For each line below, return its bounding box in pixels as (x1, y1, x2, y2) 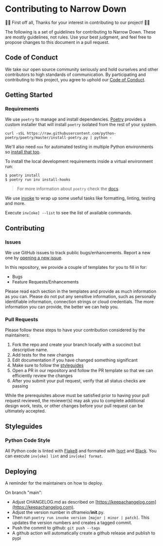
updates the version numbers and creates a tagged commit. (12, 520, 132, 526)
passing (12, 383, 28, 389)
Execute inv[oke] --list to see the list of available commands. (5, 210, 132, 216)
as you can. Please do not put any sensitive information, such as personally (5, 294, 156, 300)
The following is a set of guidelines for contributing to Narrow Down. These (5, 29, 156, 35)
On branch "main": (5, 490, 42, 495)
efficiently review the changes (12, 373, 73, 378)
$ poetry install (5, 173, 40, 178)
